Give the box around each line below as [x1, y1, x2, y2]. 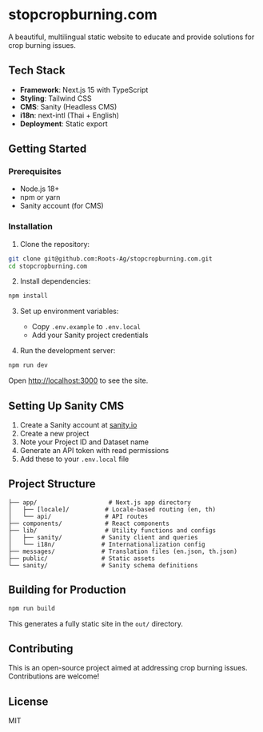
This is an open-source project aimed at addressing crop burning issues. [8, 663, 248, 673]
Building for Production [8, 583, 126, 597]
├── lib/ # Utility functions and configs [8, 526, 217, 535]
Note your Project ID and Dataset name [19, 437, 149, 447]
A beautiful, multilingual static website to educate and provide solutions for [8, 32, 255, 42]
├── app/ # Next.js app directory [8, 498, 192, 507]
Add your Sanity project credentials [31, 330, 149, 340]
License [8, 694, 49, 708]
